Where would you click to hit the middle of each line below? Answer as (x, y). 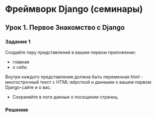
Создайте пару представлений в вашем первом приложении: (71, 52)
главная (21, 62)
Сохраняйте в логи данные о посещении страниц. (66, 97)
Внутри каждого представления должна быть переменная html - (74, 77)
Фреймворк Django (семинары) (74, 9)
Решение (17, 110)
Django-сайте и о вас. (28, 87)
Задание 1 (18, 42)
